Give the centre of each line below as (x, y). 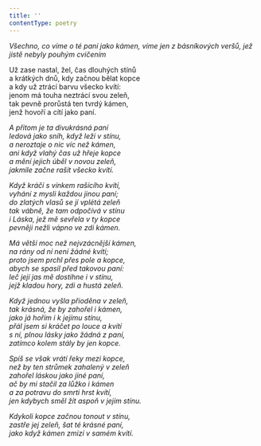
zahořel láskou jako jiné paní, (57, 375)
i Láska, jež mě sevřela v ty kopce (65, 219)
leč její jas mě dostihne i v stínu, (61, 276)
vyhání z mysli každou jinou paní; (64, 194)
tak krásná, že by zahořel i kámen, (66, 309)
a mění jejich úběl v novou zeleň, (62, 161)
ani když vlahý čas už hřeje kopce (65, 153)
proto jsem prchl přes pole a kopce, (67, 260)
